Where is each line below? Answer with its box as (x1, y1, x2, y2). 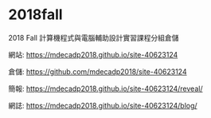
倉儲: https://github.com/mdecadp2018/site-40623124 (8, 66, 187, 77)
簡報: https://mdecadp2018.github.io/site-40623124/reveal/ (8, 84, 203, 93)
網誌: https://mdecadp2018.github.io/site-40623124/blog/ (8, 100, 197, 110)
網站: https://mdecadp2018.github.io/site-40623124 (8, 49, 178, 59)
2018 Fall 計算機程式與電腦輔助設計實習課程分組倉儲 (8, 33, 179, 42)
